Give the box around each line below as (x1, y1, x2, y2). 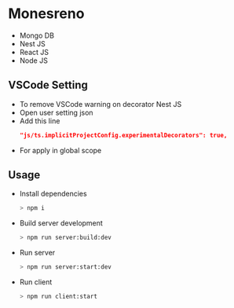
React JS (19, 47, 49, 57)
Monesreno (8, 5, 85, 23)
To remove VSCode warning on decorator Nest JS (19, 99, 182, 108)
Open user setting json (19, 108, 93, 117)
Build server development (19, 218, 104, 228)
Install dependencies (19, 189, 88, 199)
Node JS (19, 56, 49, 65)
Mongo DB (19, 31, 55, 40)
